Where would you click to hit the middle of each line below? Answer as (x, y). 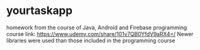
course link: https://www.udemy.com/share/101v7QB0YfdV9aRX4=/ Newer (100, 34)
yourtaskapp (40, 11)
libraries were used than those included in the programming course (91, 40)
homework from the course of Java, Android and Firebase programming (97, 27)
